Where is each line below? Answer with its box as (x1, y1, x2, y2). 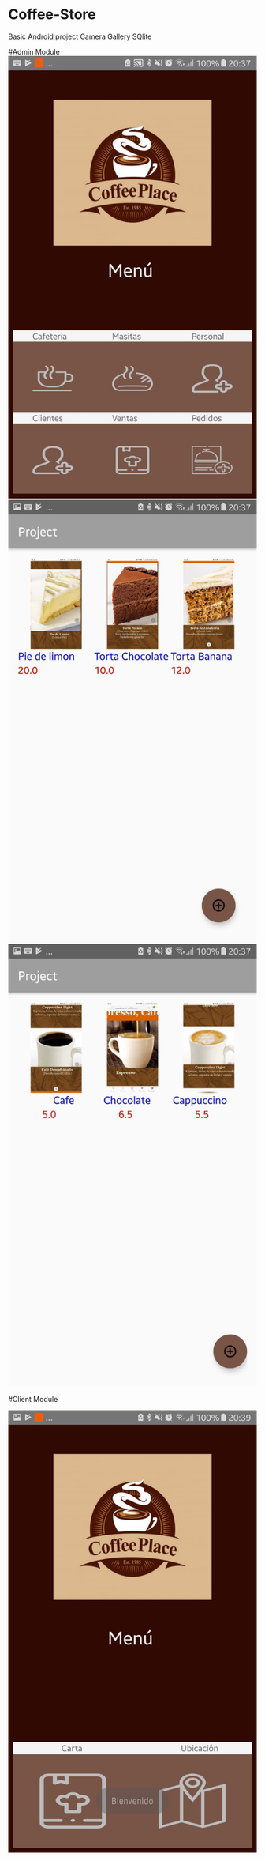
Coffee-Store (8, 6, 96, 24)
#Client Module (8, 1394, 58, 1403)
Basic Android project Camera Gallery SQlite (8, 32, 152, 41)
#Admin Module (8, 47, 61, 56)
